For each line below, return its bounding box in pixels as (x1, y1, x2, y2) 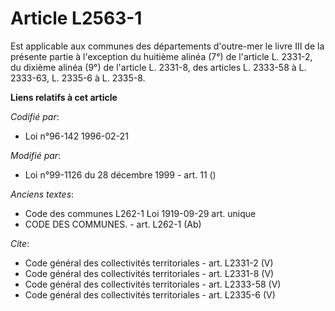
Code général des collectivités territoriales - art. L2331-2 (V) (24, 257, 274, 269)
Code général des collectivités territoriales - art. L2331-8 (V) (24, 267, 275, 279)
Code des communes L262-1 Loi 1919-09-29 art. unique (24, 207, 257, 219)
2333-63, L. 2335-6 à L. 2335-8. (10, 72, 146, 84)
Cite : (10, 237, 30, 249)
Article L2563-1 (10, 7, 143, 30)
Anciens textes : (10, 188, 75, 200)
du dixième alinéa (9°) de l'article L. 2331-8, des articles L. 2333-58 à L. (10, 61, 307, 73)
